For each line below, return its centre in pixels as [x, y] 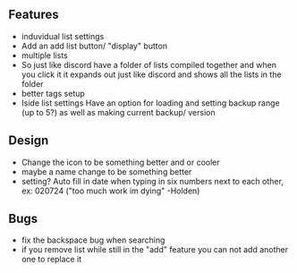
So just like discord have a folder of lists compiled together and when [148, 64]
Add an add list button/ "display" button [94, 46]
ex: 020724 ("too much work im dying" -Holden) [110, 191]
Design [29, 141]
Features [34, 15]
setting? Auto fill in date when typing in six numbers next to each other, [152, 181]
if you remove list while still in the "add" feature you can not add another [155, 250]
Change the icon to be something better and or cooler [120, 162]
